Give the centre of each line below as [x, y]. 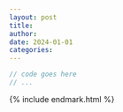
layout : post [33, 17]
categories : [31, 50]
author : [23, 34]
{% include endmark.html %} [62, 99]
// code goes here [43, 75]
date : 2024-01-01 [41, 42]
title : [21, 26]
